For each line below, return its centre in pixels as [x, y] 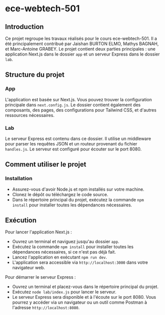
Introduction [25, 27]
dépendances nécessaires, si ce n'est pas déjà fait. [64, 252]
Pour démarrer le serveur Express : [41, 277]
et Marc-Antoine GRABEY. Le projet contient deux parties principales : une [80, 49]
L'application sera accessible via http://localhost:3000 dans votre [80, 262]
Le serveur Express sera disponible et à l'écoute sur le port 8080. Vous [84, 297]
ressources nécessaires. [30, 115]
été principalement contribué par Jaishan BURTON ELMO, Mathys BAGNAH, [82, 44]
